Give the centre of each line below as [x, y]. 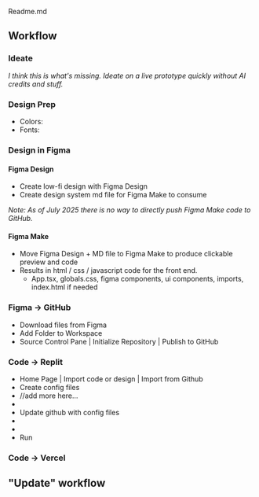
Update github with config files [69, 412]
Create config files [49, 387]
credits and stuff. [36, 84]
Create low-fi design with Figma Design [83, 186]
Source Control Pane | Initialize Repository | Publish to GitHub [119, 341]
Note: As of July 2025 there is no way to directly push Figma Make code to [129, 210]
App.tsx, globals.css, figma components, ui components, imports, [137, 279]
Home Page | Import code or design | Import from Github [111, 379]
